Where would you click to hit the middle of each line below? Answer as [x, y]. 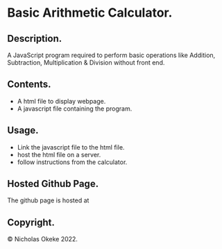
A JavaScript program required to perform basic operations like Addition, [111, 55]
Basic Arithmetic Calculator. [90, 13]
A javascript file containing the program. [75, 109]
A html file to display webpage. [61, 101]
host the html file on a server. [59, 154]
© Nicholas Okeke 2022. [43, 239]
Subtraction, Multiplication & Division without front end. [86, 63]
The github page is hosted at [48, 200]
